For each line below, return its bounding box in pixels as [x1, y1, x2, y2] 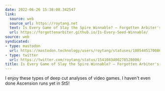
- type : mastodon [5, 44, 41, 48]
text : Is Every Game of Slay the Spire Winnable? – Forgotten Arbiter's [9, 25, 162, 30]
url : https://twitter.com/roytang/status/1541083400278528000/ [9, 57, 141, 62]
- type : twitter [5, 52, 38, 58]
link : [5, 12, 16, 17]
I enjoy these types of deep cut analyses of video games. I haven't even [5, 75, 151, 81]
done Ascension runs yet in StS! [5, 80, 70, 86]
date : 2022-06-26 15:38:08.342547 [5, 7, 76, 12]
